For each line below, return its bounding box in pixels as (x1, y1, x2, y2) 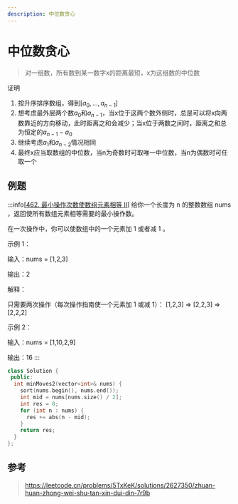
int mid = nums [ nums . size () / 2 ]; (20, 394, 122, 401)
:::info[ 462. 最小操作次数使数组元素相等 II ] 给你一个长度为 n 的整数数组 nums (7, 200, 232, 209)
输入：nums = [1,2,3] (7, 254, 69, 263)
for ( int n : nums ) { (20, 407, 84, 414)
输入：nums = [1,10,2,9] (7, 338, 76, 346)
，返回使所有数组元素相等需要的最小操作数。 (7, 209, 139, 217)
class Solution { (7, 367, 59, 374)
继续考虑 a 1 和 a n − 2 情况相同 (17, 138, 97, 148)
